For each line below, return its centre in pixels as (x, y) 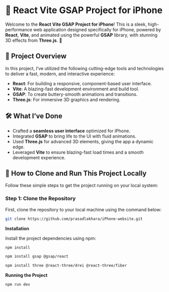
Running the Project (26, 275)
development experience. (39, 157)
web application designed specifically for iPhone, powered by (97, 29)
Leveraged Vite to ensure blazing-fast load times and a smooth (78, 152)
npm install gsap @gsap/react (37, 257)
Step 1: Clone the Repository (40, 199)
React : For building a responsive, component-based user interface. (82, 83)
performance (19, 29)
